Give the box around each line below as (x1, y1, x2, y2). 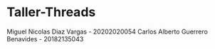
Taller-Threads (6, 4, 96, 20)
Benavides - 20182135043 (6, 34, 84, 43)
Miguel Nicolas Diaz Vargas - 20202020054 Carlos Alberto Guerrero (6, 27, 208, 36)
